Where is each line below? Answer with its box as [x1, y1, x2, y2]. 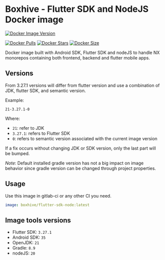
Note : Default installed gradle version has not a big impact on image [5, 160, 144, 166]
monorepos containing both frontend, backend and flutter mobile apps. [5, 54, 150, 60]
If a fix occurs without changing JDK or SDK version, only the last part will [5, 145, 156, 151]
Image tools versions [5, 216, 71, 224]
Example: [5, 97, 24, 103]
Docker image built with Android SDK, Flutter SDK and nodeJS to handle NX [5, 50, 160, 55]
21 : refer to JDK [12, 125, 45, 131]
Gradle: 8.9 [12, 245, 36, 251]
